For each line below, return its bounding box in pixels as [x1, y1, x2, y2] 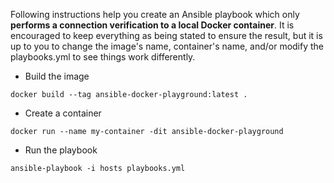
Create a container [24, 107, 102, 119]
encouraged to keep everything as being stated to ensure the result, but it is [10, 30, 323, 41]
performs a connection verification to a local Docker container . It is [10, 19, 295, 31]
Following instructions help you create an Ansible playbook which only [10, 9, 300, 20]
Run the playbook [24, 144, 98, 156]
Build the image [24, 70, 90, 82]
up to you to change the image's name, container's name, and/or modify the [10, 40, 325, 52]
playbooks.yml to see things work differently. [10, 51, 196, 63]
